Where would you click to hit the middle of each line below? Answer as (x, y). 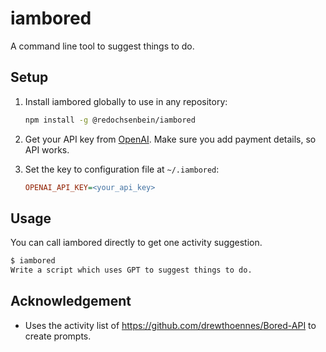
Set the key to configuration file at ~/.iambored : (122, 169)
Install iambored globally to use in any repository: (126, 101)
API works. (47, 149)
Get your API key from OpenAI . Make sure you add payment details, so (170, 139)
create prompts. (58, 336)
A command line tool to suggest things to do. (102, 46)
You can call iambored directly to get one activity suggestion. (136, 243)
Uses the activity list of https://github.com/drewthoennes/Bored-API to (170, 325)
